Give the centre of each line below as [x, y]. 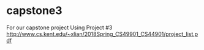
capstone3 [34, 11]
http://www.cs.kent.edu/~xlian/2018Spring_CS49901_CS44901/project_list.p [102, 34]
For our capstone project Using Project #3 [59, 27]
